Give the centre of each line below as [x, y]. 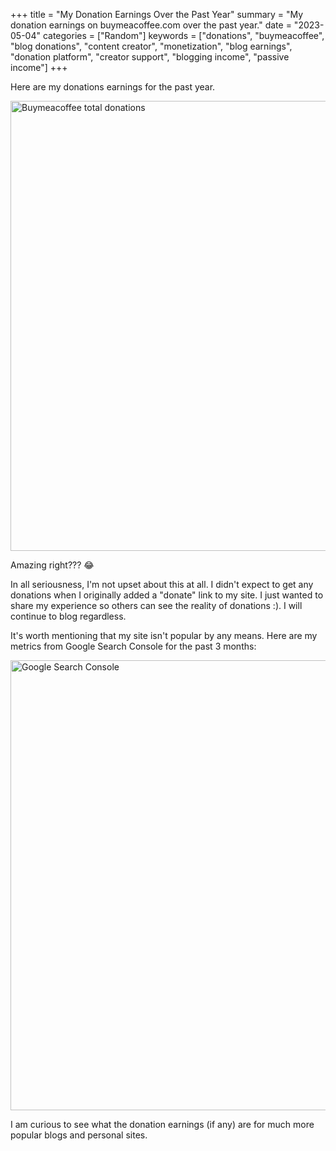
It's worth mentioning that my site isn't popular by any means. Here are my [164, 635]
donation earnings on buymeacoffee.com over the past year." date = [151, 25]
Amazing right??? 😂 [52, 565]
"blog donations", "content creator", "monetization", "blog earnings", [151, 46]
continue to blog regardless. [68, 616]
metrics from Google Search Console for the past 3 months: [133, 646]
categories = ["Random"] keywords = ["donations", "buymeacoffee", [183, 35]
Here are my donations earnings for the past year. [113, 87]
